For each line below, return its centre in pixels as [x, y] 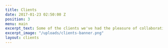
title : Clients [21, 10]
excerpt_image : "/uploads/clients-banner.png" [54, 33]
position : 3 [17, 19]
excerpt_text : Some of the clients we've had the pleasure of [71, 28]
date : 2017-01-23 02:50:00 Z [35, 14]
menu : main [16, 24]
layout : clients [22, 38]
